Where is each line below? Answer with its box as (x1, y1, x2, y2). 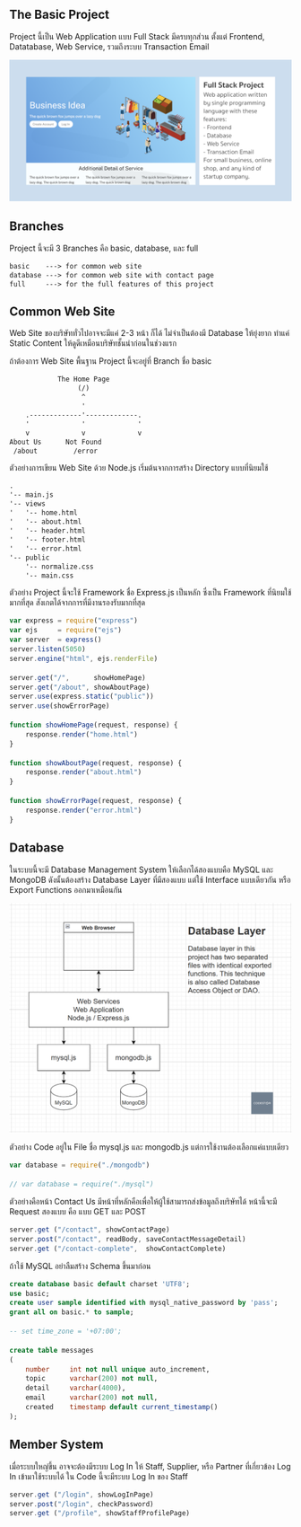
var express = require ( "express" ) (9, 616, 139, 625)
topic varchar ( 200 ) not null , (25, 1374, 159, 1383)
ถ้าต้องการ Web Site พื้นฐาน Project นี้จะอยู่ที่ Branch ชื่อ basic (9, 356, 212, 366)
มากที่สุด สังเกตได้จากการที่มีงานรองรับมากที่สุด (9, 597, 146, 608)
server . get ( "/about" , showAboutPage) (9, 683, 150, 692)
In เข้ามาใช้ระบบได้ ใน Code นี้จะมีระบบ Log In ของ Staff (9, 1470, 188, 1481)
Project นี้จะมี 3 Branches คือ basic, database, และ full (9, 243, 199, 253)
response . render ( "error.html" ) (25, 806, 142, 815)
